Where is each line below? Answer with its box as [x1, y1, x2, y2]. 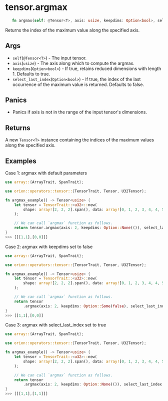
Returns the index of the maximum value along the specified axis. [5, 27, 140, 33]
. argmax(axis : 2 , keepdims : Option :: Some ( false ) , [23, 303, 128, 308]
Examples [5, 156, 36, 165]
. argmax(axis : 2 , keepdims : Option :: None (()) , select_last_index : [23, 382, 164, 387]
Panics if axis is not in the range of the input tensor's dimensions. [12, 109, 147, 115]
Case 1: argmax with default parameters [5, 170, 87, 176]
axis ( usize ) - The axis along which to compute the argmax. [12, 60, 135, 66]
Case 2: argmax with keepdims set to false [5, 243, 93, 249]
